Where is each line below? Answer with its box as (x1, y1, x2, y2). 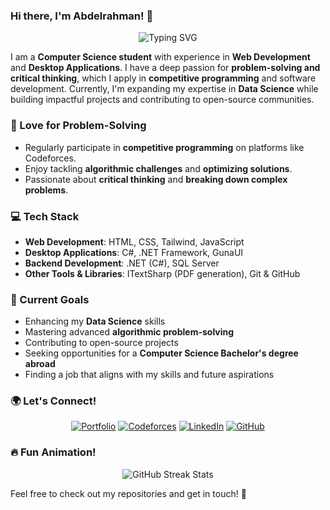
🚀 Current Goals (10, 292, 90, 306)
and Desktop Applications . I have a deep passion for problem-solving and (10, 62, 321, 74)
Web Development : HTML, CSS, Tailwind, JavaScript (24, 235, 245, 248)
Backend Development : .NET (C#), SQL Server (24, 257, 220, 269)
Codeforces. (24, 152, 77, 164)
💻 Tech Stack (10, 209, 80, 223)
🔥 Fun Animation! (10, 445, 97, 459)
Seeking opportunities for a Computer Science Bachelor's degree (24, 347, 299, 359)
